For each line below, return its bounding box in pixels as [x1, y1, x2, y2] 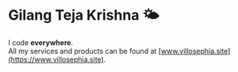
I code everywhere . [8, 37, 74, 47]
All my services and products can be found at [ [8, 46, 161, 55]
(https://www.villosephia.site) [8, 55, 105, 64]
